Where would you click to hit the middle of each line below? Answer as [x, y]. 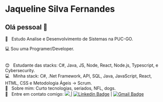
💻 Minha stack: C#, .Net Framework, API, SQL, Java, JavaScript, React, [79, 76]
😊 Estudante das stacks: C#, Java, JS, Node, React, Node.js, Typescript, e [82, 65]
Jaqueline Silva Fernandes [60, 9]
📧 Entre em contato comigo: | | [59, 94]
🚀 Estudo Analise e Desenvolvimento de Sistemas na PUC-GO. [69, 39]
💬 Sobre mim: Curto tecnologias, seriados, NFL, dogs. [60, 88]
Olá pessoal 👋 [26, 27]
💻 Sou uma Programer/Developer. [40, 49]
